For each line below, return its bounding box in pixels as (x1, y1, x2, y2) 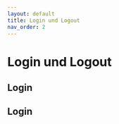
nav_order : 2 (7, 23, 46, 30)
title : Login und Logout (7, 17, 80, 24)
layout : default (7, 10, 55, 18)
